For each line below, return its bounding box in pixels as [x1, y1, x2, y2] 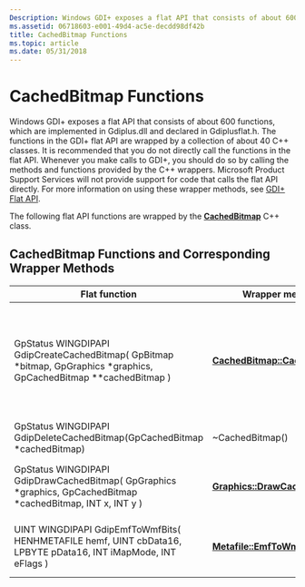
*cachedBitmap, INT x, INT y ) [14, 496, 143, 509]
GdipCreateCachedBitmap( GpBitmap [14, 348, 174, 361]
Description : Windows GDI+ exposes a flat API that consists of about [9, 13, 282, 23]
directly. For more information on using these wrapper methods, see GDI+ [9, 183, 286, 195]
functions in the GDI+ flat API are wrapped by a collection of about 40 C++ [9, 135, 289, 146]
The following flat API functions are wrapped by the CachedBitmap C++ [9, 210, 280, 222]
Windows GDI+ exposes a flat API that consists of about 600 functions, [9, 116, 275, 127]
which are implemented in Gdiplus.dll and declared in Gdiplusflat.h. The [9, 126, 277, 137]
